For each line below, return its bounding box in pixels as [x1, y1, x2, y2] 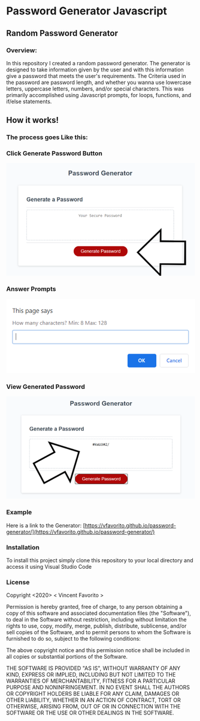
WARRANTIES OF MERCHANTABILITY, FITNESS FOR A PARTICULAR [6, 677, 175, 684]
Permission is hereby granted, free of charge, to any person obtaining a [6, 604, 183, 611]
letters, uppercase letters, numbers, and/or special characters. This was [6, 85, 184, 92]
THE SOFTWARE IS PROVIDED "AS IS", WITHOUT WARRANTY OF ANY [6, 665, 181, 672]
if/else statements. [6, 98, 52, 105]
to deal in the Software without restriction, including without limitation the [6, 616, 187, 623]
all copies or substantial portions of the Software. [6, 653, 128, 660]
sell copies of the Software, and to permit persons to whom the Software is [6, 629, 192, 636]
